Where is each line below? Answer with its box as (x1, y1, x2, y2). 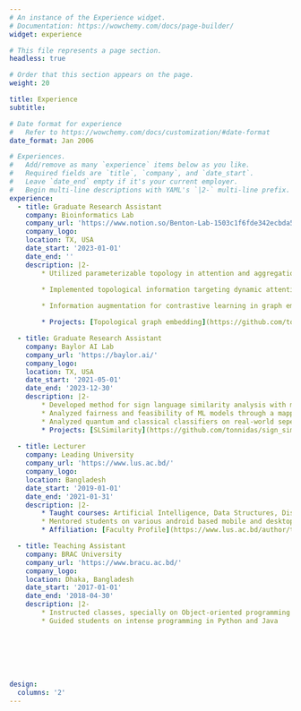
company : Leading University (25, 450, 134, 459)
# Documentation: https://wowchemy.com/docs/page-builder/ (9, 21, 235, 30)
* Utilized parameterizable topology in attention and (41, 269, 251, 278)
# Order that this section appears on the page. (9, 71, 194, 80)
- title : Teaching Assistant (17, 542, 126, 551)
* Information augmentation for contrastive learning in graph (41, 302, 282, 311)
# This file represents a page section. (9, 46, 163, 55)
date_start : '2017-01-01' (25, 583, 123, 592)
